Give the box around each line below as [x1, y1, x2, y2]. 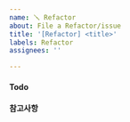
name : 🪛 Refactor [9, 12, 77, 22]
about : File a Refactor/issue [9, 21, 122, 30]
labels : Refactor [9, 37, 74, 47]
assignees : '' [9, 46, 62, 55]
